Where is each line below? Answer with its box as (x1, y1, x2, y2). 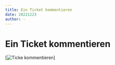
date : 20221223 (5, 12, 37, 17)
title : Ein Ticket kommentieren (5, 7, 72, 12)
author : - (5, 16, 26, 21)
